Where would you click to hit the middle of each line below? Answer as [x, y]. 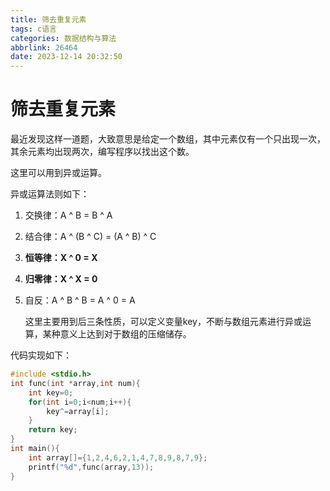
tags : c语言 [33, 29]
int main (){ [35, 449]
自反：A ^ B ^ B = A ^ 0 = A [80, 300]
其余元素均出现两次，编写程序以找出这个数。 [102, 152]
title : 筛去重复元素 [48, 19]
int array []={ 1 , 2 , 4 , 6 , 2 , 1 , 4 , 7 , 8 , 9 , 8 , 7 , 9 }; [118, 457]
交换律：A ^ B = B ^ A [68, 215]
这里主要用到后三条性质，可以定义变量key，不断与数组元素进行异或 [163, 322]
